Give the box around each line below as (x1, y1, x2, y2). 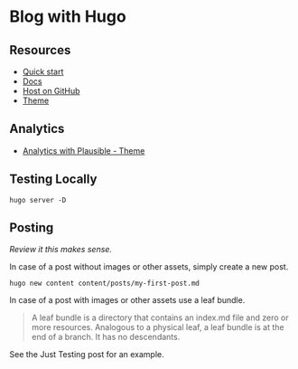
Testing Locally (9, 172, 98, 187)
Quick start (22, 66, 64, 77)
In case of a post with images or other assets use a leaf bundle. (9, 295, 246, 306)
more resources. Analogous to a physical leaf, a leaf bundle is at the (31, 322, 284, 333)
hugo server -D (9, 195, 67, 204)
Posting (9, 220, 54, 236)
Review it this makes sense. (9, 244, 113, 255)
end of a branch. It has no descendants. (31, 332, 181, 343)
